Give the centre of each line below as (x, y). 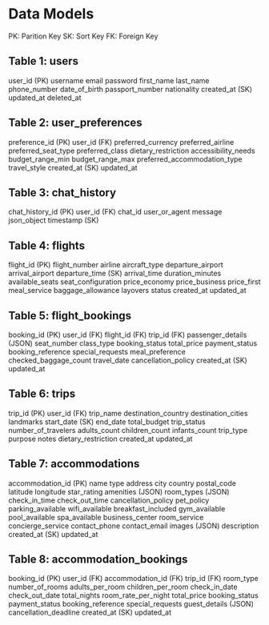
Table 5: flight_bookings (70, 316)
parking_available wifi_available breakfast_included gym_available (117, 508)
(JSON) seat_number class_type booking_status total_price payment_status (133, 343)
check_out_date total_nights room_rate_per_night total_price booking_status (133, 595)
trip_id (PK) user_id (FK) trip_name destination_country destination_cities (128, 413)
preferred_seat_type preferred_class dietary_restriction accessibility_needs (132, 150)
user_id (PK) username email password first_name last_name (109, 80)
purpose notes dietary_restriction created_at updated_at (101, 439)
